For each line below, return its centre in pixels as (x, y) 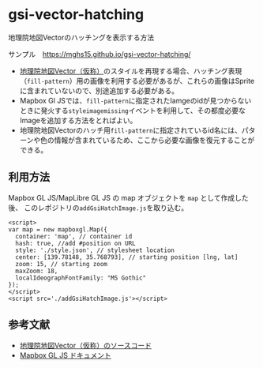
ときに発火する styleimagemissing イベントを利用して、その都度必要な (133, 110)
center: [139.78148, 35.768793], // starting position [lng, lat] (127, 257)
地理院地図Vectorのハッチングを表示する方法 (81, 37)
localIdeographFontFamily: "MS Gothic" (81, 278)
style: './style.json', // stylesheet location (95, 250)
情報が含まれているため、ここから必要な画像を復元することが (154, 140)
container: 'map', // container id (74, 236)
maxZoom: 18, (37, 271)
